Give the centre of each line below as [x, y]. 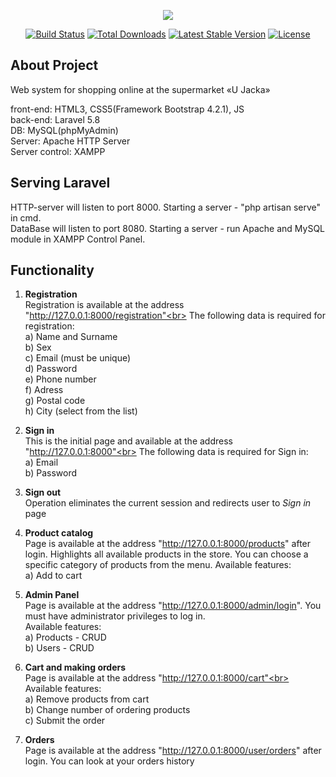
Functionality [52, 270]
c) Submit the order [65, 721]
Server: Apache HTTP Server [70, 141]
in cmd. [26, 217]
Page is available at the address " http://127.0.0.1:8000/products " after [168, 544]
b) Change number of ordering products [107, 710]
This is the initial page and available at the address [128, 441]
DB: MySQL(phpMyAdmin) [64, 130]
